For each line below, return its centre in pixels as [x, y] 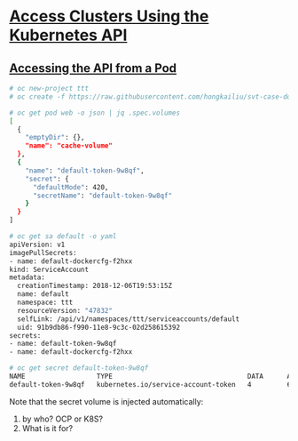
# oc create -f [37, 96]
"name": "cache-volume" [69, 146]
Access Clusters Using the [109, 16]
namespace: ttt [45, 302]
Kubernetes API [68, 35]
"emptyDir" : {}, [55, 138]
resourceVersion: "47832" [65, 310]
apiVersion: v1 [37, 245]
